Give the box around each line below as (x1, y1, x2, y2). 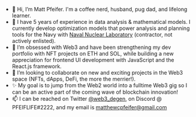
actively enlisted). (11, 38, 56, 44)
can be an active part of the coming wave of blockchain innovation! (11, 88, 179, 96)
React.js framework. (11, 63, 62, 70)
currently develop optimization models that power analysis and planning (11, 24, 190, 32)
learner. (11, 12, 31, 19)
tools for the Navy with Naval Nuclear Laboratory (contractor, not (11, 31, 173, 38)
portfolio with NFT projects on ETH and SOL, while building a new (11, 50, 174, 57)
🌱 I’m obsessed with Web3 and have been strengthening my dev (11, 44, 171, 51)
